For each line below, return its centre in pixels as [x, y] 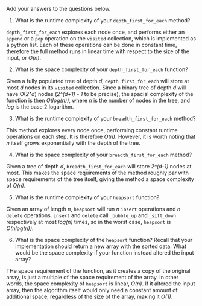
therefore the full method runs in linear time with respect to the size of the [98, 51]
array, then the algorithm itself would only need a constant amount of [92, 290]
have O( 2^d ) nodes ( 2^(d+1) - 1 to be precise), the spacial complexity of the [100, 94]
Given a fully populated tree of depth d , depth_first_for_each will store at [98, 81]
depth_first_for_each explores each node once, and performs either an [96, 32]
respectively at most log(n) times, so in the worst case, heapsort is [89, 222]
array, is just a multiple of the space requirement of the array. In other [93, 277]
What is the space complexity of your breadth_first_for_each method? [103, 155]
